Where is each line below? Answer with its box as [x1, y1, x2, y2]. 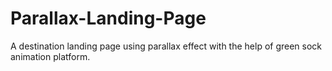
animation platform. [10, 50, 91, 62]
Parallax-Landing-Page [10, 7, 207, 30]
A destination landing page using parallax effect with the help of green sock [10, 40, 323, 52]
